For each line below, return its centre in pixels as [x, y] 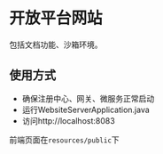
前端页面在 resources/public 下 [64, 140]
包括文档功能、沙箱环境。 [56, 45]
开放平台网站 [56, 18]
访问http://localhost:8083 [68, 120]
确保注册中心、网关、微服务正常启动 [88, 98]
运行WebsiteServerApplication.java [86, 109]
